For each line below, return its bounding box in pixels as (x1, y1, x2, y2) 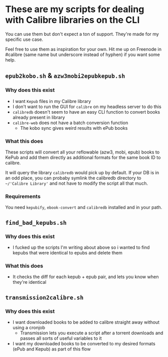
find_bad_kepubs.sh (5, 219, 67, 226)
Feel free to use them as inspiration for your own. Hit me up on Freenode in (5, 46, 162, 52)
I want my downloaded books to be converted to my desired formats (12, 340, 156, 346)
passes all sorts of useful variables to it (20, 335, 102, 341)
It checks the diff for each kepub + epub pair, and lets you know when (12, 274, 159, 280)
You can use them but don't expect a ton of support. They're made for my (5, 31, 159, 37)
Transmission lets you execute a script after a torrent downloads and (20, 330, 163, 336)
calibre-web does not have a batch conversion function (12, 120, 129, 126)
